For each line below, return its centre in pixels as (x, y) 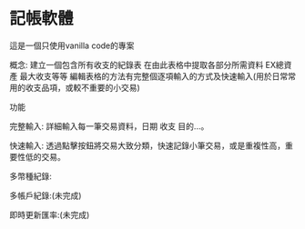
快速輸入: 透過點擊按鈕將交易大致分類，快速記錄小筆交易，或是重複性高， (147, 145)
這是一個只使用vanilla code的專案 (72, 45)
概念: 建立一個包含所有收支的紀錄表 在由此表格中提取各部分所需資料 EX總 (147, 65)
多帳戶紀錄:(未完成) (46, 195)
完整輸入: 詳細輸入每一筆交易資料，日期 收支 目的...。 (109, 126)
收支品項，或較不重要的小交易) (83, 87)
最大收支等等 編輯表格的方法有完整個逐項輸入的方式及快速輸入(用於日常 (154, 76)
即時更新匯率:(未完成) (50, 214)
